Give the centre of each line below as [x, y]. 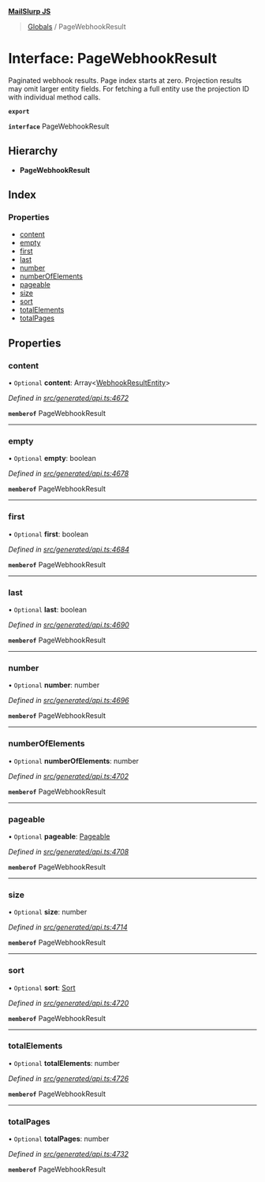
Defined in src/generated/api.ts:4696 [69, 701]
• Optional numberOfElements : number [74, 761]
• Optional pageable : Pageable [59, 836]
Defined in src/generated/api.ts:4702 [69, 776]
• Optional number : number [54, 685]
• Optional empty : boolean [52, 458]
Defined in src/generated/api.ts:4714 [68, 927]
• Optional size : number [48, 912]
